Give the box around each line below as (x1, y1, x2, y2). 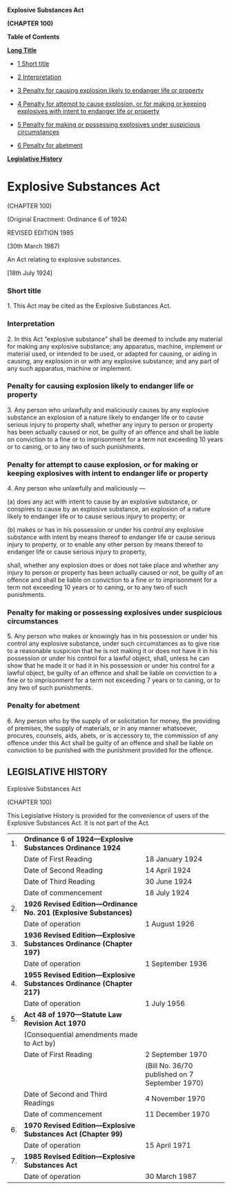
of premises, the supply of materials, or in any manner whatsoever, (7, 724, 197, 732)
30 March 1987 (144, 1171, 197, 1181)
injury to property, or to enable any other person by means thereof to (7, 540, 204, 549)
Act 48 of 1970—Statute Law (23, 1009, 122, 1019)
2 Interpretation (17, 73, 62, 81)
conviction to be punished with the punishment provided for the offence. (7, 746, 213, 754)
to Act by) (23, 1038, 57, 1047)
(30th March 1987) (7, 241, 60, 250)
